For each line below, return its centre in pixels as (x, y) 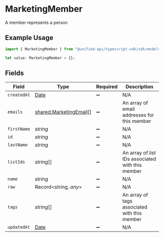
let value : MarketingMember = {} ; (40, 58)
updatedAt (19, 227)
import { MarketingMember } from (39, 49)
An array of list (139, 153)
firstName (19, 129)
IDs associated (139, 159)
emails (15, 112)
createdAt (19, 95)
